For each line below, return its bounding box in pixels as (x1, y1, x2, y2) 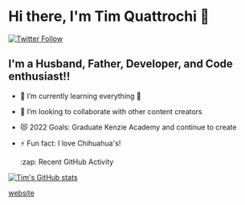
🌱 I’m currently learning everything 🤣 (19, 91, 142, 100)
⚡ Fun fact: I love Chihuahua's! (19, 138, 121, 148)
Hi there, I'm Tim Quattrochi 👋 (8, 7, 210, 26)
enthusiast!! (8, 70, 71, 84)
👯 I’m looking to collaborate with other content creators (19, 106, 202, 116)
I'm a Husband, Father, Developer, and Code (8, 57, 233, 71)
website (8, 188, 35, 198)
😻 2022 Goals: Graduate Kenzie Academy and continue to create (19, 122, 237, 132)
